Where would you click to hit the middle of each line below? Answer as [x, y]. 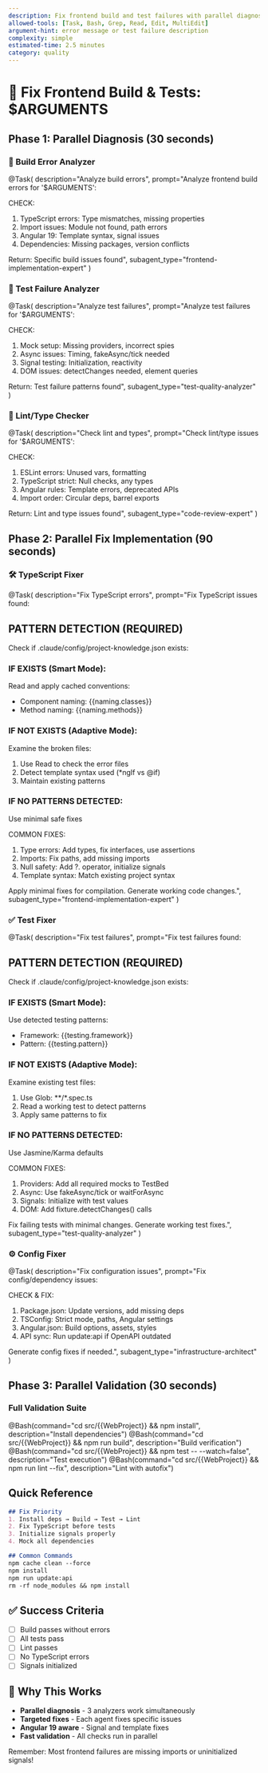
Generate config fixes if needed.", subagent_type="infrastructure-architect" [133, 1352]
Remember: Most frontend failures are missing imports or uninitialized [123, 1751]
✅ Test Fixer [32, 920]
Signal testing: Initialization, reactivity [81, 363]
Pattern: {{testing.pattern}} [64, 1044]
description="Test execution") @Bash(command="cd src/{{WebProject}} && [134, 1460]
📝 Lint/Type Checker [49, 416]
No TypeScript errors [55, 1657]
